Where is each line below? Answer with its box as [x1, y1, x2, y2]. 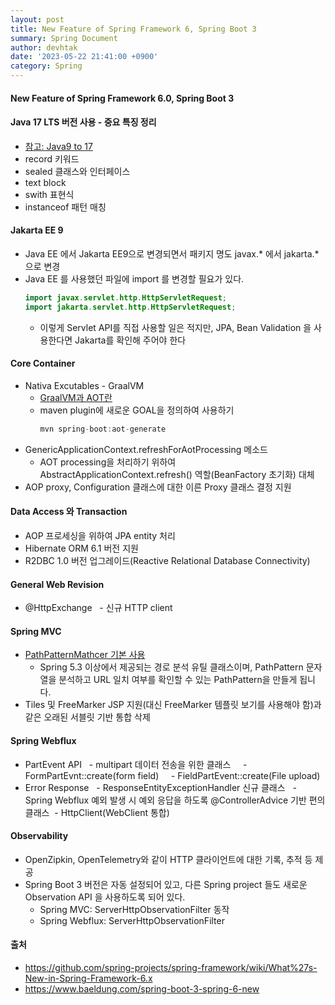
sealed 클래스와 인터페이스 [24, 165, 131, 177]
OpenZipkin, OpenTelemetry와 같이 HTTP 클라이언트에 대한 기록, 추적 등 [24, 853, 313, 865]
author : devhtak [10, 42, 78, 53]
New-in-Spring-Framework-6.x [24, 972, 153, 985]
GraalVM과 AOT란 [39, 391, 113, 403]
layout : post [10, 14, 65, 25]
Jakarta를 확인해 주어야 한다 [74, 334, 187, 346]
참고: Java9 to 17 [24, 140, 93, 152]
